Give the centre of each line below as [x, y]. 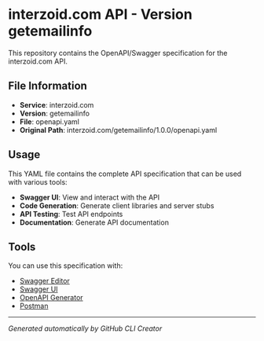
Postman [34, 306]
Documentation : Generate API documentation [94, 222]
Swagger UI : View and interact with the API [90, 197]
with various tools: [38, 181]
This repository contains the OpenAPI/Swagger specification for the [118, 53]
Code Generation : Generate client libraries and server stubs [117, 205]
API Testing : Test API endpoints [71, 214]
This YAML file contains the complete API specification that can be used [125, 174]
